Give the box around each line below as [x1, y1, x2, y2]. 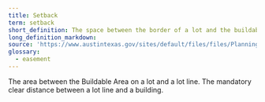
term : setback [8, 19, 55, 27]
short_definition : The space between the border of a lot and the [8, 26, 231, 34]
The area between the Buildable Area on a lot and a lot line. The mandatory [8, 76, 252, 86]
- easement [15, 56, 51, 64]
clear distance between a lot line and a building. [8, 85, 164, 94]
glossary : [8, 48, 41, 56]
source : [8, 41, 34, 49]
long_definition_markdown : [8, 33, 97, 42]
